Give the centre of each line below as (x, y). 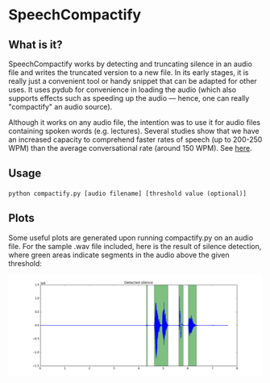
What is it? (35, 45)
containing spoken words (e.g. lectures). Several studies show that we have (134, 131)
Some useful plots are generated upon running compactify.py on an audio (131, 237)
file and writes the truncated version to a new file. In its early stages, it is (129, 73)
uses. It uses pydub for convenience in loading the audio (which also (122, 90)
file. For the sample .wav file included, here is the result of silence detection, (135, 246)
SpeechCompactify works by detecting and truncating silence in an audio (130, 64)
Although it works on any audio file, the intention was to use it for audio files (134, 122)
